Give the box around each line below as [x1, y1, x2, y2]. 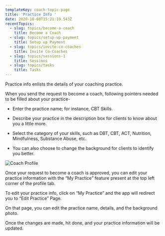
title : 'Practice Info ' [5, 12, 57, 17]
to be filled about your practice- [5, 96, 71, 102]
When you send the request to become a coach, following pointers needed [5, 91, 159, 97]
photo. [5, 210, 19, 216]
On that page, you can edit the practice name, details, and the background [5, 205, 158, 211]
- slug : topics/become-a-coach [9, 26, 75, 31]
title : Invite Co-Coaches [14, 49, 68, 54]
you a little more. [12, 120, 47, 126]
